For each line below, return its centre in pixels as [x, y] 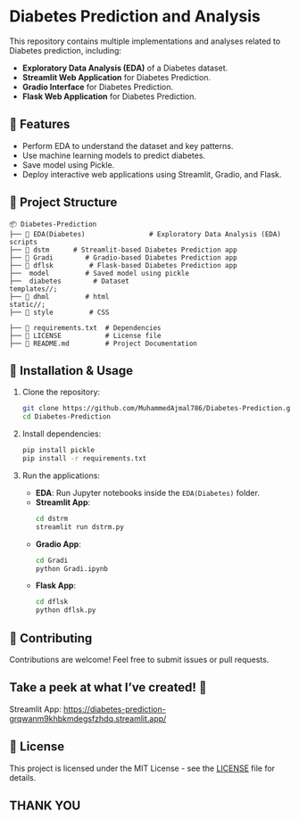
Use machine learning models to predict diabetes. [114, 155]
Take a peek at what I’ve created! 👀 [108, 687]
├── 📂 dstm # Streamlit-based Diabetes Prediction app [124, 250]
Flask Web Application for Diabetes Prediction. [109, 96]
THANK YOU [45, 805]
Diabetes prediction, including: [66, 50]
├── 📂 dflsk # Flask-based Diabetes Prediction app [124, 265]
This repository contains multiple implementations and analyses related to [145, 41]
